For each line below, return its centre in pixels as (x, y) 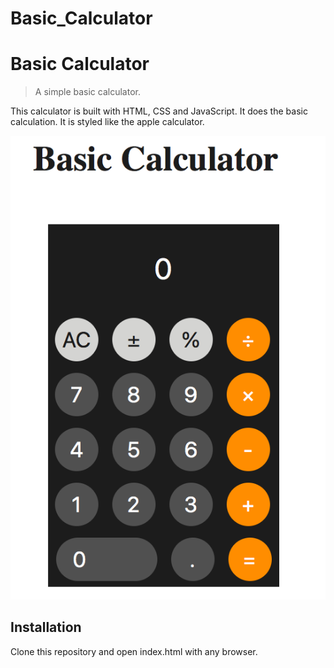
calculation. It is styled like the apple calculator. (107, 122)
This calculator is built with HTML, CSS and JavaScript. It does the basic (159, 111)
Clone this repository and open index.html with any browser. (134, 651)
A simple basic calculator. (87, 92)
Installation (46, 627)
